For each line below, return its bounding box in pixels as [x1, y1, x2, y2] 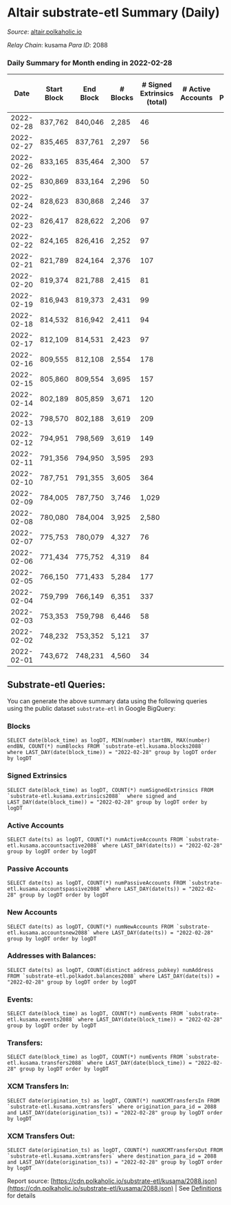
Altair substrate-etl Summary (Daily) [7, 5, 220, 21]
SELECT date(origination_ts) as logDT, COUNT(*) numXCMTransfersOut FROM [7, 1147, 223, 1154]
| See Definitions [175, 1184, 222, 1193]
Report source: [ [7, 1177, 54, 1185]
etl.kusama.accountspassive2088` [7, 885, 103, 893]
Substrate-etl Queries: [7, 678, 106, 690]
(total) [146, 98, 167, 107]
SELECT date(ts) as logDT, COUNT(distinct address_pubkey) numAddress [7, 966, 214, 973]
